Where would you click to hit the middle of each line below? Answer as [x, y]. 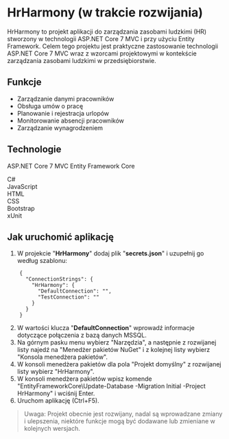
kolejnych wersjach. [52, 429]
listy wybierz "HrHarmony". [56, 372]
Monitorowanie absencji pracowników [71, 121]
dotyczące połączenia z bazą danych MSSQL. [82, 335]
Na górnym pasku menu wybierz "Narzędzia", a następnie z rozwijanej [117, 342]
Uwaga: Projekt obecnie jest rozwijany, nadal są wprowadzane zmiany [123, 414]
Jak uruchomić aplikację [61, 237]
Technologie [34, 150]
